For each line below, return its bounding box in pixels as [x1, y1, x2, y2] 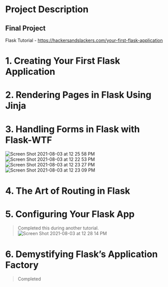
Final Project [5, 24, 46, 33]
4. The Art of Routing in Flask [5, 185, 130, 196]
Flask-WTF [5, 134, 52, 146]
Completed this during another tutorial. [17, 225, 99, 231]
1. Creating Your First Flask [5, 55, 120, 67]
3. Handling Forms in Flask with [5, 123, 140, 135]
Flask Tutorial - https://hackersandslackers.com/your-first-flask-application [5, 37, 163, 43]
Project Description [5, 4, 89, 15]
